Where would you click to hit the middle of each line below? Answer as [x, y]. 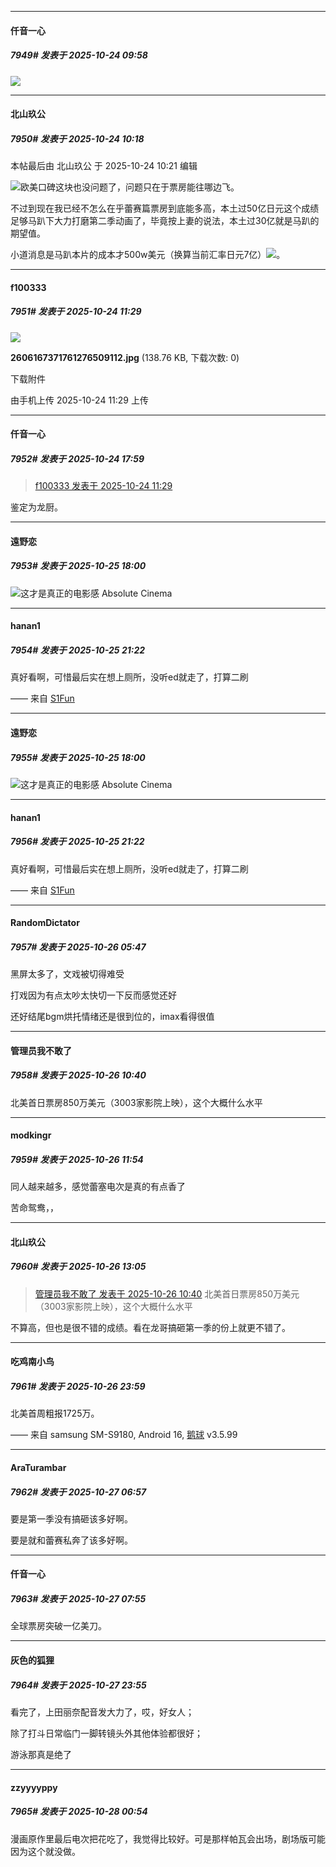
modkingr [31, 1135]
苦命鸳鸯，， [34, 1208]
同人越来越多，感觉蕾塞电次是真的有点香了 [98, 1187]
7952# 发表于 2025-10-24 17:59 [77, 458]
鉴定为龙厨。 [36, 507]
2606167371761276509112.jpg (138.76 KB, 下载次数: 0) [125, 357]
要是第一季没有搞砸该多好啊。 [71, 1518]
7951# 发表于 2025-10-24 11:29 [76, 312]
